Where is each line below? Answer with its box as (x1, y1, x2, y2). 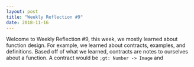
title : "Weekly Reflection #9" (6, 14, 83, 20)
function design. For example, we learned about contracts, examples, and (6, 42, 186, 49)
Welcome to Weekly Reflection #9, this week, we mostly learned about (6, 36, 178, 43)
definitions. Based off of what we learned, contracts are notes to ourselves (6, 48, 188, 55)
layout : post (6, 8, 38, 15)
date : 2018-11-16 (6, 19, 49, 25)
